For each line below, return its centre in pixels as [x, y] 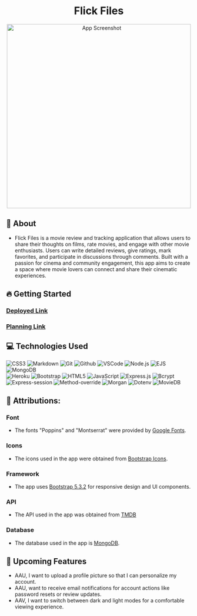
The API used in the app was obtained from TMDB [75, 515]
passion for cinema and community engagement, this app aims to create [102, 263]
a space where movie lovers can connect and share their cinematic [96, 269]
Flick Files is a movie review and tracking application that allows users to [103, 238]
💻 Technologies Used [47, 346]
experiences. [30, 275]
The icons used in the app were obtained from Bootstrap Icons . [91, 459]
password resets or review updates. [58, 594]
